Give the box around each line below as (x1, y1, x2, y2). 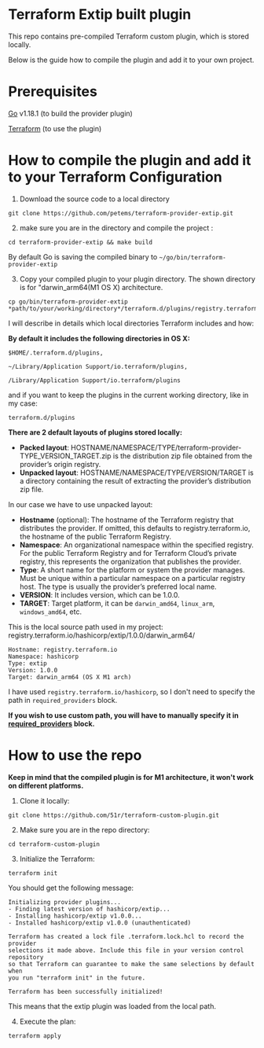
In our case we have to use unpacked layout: (8, 499, 153, 509)
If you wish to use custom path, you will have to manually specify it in (8, 710, 239, 720)
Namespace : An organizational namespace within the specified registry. (19, 540, 254, 550)
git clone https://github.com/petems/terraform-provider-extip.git (8, 209, 234, 217)
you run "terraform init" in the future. (8, 973, 146, 982)
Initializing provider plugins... (8, 898, 122, 906)
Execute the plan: (19, 1017, 76, 1026)
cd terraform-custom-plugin (8, 840, 101, 848)
